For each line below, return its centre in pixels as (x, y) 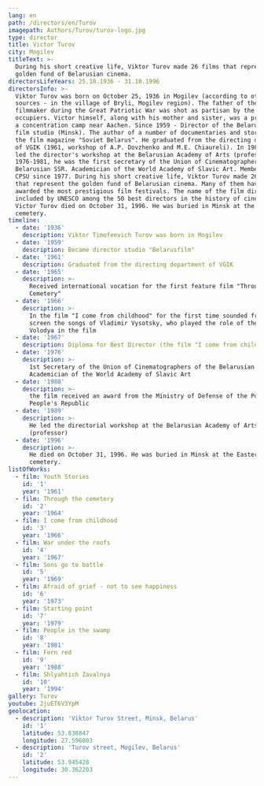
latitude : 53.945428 (56, 762)
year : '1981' (44, 645)
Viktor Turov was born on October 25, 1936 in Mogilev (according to (131, 96)
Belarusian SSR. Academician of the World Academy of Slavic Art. (126, 169)
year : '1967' (44, 557)
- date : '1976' (40, 352)
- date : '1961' (40, 257)
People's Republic (59, 404)
